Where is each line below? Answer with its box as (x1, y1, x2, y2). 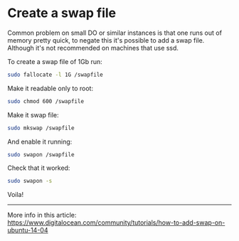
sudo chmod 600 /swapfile (7, 97, 84, 105)
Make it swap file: (7, 110, 59, 119)
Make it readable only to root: (7, 84, 94, 92)
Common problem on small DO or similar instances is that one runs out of (7, 28, 223, 37)
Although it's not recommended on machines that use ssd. (7, 43, 179, 52)
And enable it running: (7, 137, 73, 146)
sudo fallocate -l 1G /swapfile (7, 71, 103, 78)
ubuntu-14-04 (7, 226, 48, 235)
